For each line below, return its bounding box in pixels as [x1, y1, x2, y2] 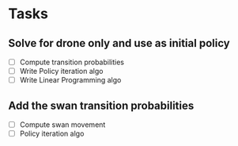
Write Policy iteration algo [19, 67, 104, 76]
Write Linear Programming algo [19, 75, 122, 85]
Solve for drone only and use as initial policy [8, 36, 231, 50]
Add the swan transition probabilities [8, 98, 195, 112]
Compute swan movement [19, 120, 106, 129]
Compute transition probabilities [19, 57, 125, 67]
